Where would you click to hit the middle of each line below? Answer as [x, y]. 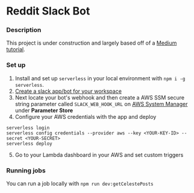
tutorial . [16, 49]
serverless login [28, 128]
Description [24, 30]
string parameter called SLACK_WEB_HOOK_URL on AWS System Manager [101, 104]
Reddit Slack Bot [48, 11]
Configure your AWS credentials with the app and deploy [86, 116]
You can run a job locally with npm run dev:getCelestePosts [80, 184]
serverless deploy [29, 144]
